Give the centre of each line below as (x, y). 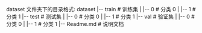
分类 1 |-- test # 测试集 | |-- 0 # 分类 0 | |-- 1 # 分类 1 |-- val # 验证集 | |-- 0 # (100, 16)
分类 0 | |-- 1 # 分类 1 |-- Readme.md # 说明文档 (65, 24)
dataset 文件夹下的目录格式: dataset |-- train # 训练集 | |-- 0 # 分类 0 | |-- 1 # (101, 9)
